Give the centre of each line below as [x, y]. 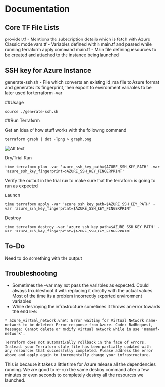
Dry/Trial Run [18, 158]
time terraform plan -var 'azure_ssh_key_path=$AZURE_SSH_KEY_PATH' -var [82, 167]
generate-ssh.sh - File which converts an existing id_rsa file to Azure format [82, 82]
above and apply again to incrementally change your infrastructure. [78, 355]
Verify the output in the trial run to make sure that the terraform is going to [80, 180]
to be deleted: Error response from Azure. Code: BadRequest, [88, 325]
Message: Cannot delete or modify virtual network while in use [72, 329]
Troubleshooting [31, 274]
